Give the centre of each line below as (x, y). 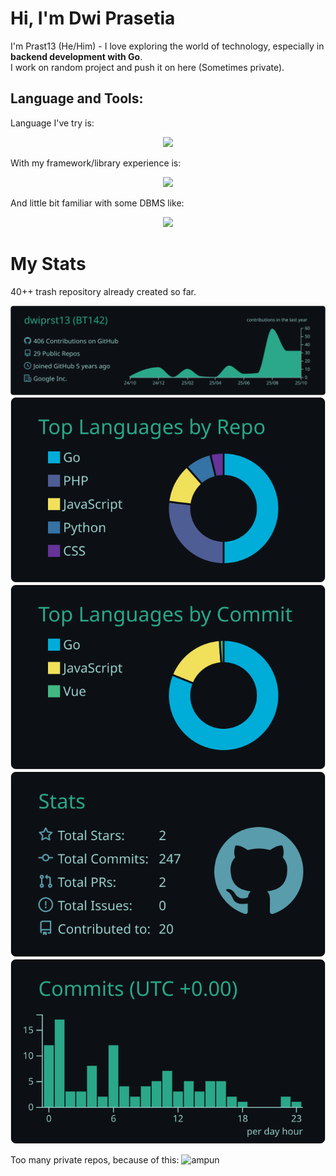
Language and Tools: (77, 98)
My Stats (48, 263)
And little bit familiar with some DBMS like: (97, 203)
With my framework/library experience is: (96, 163)
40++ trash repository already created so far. (103, 291)
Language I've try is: (52, 123)
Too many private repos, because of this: (95, 1160)
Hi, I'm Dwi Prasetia (93, 18)
